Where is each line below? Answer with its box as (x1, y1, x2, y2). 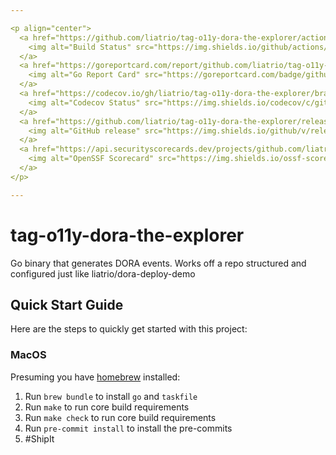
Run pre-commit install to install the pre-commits (24, 422, 233, 434)
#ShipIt (24, 432, 55, 445)
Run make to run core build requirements (24, 401, 190, 413)
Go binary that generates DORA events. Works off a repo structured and (10, 257, 307, 269)
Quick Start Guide (10, 296, 124, 313)
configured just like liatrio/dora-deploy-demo (10, 267, 196, 280)
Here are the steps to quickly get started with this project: (10, 323, 248, 335)
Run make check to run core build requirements (24, 411, 217, 423)
